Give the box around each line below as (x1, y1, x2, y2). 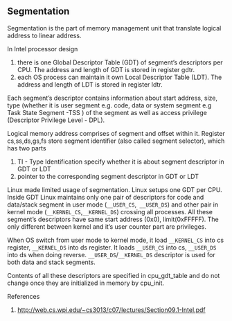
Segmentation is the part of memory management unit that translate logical (7, 24, 222, 32)
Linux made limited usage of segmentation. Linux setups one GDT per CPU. (7, 185, 223, 193)
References (7, 292, 40, 300)
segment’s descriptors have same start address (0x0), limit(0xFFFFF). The (7, 215, 220, 223)
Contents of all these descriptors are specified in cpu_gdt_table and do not (7, 271, 220, 279)
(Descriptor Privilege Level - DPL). (7, 116, 105, 124)
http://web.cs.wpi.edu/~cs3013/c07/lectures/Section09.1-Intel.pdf (17, 305, 206, 314)
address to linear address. (7, 31, 82, 40)
